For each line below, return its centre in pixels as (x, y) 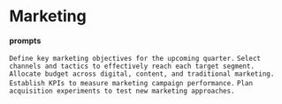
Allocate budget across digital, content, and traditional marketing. (142, 74)
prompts (25, 41)
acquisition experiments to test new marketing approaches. (122, 91)
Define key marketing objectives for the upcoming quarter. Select (135, 58)
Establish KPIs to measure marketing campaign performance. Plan (131, 83)
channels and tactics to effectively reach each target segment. (132, 66)
